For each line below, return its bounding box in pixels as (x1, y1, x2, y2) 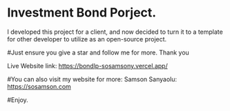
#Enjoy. (7, 95, 29, 104)
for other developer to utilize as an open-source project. (7, 34, 167, 43)
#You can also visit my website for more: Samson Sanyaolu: (7, 74, 178, 83)
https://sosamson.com (7, 82, 71, 90)
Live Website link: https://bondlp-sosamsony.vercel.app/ (7, 61, 168, 70)
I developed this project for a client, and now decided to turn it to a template (7, 28, 223, 36)
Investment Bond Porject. (7, 5, 157, 21)
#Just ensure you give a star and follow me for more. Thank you (7, 48, 190, 57)
